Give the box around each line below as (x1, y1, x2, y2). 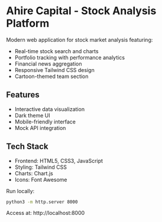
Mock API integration (14, 124, 66, 131)
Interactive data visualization (14, 105, 85, 113)
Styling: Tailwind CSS (14, 164, 67, 171)
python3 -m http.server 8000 (6, 199, 78, 205)
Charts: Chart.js (14, 169, 53, 177)
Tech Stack (6, 142, 48, 152)
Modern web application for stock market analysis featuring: (6, 36, 153, 43)
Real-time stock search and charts (14, 47, 99, 54)
